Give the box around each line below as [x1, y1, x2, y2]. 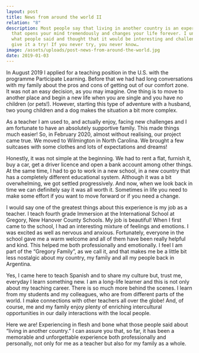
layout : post [6, 8, 38, 15]
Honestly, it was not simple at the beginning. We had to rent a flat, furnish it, [6, 154, 191, 161]
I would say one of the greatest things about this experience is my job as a [6, 203, 188, 210]
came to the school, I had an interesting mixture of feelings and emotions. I [6, 222, 189, 229]
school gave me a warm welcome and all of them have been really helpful [6, 235, 186, 242]
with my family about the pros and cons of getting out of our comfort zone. [6, 81, 189, 89]
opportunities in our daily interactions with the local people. [6, 309, 151, 316]
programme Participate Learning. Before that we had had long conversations [6, 75, 193, 82]
